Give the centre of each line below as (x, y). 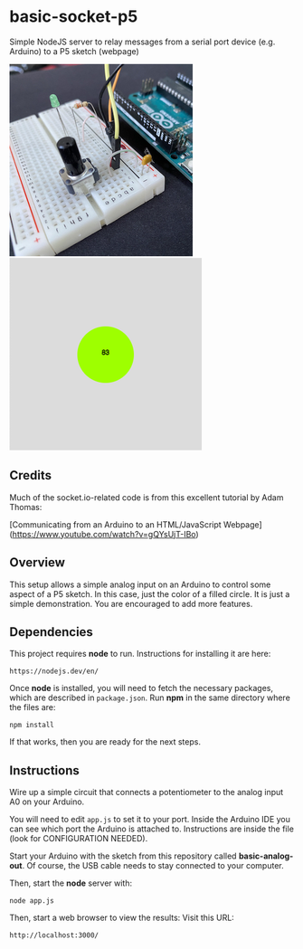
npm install (32, 726)
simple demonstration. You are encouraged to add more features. (131, 603)
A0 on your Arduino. (47, 802)
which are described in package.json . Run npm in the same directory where (150, 698)
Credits (31, 475)
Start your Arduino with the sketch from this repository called (123, 856)
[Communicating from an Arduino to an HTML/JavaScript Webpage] (136, 524)
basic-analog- (266, 856)
